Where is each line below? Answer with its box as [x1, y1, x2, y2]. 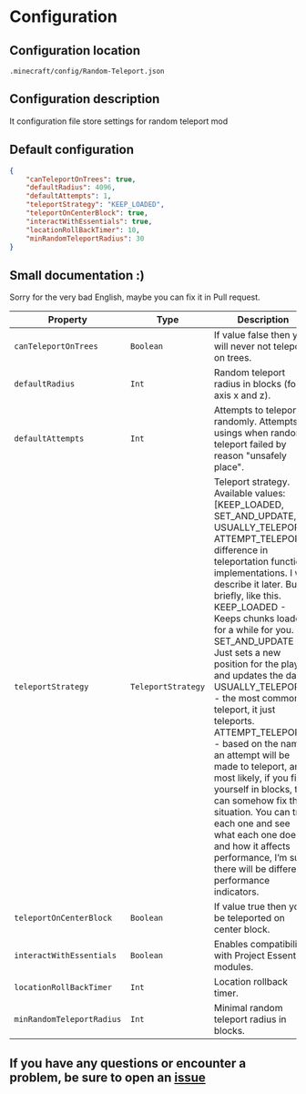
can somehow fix [213, 794, 288, 807]
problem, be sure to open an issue [9, 1069, 207, 1085]
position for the [213, 658, 280, 670]
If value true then [213, 900, 287, 913]
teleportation [213, 556, 269, 568]
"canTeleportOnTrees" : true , [25, 175, 137, 184]
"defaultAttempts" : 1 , [25, 191, 112, 201]
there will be [213, 863, 267, 875]
